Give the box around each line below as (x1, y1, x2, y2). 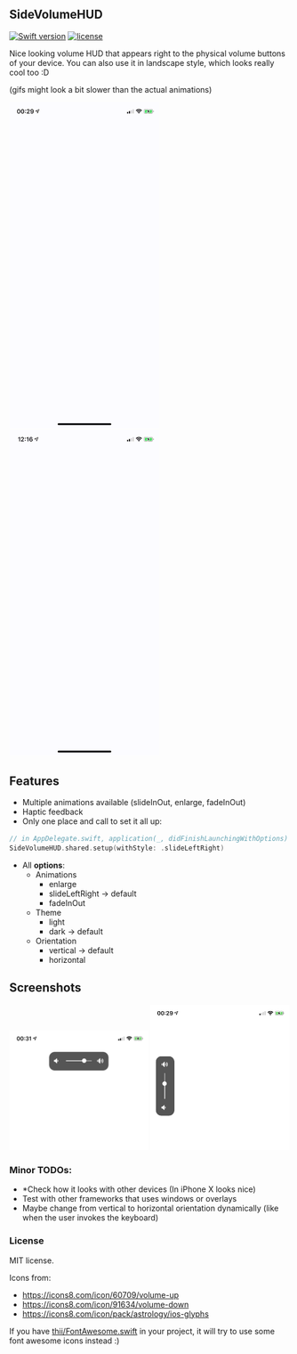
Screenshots (9, 980, 82, 996)
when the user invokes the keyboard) (21, 1212, 159, 1223)
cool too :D (9, 67, 50, 77)
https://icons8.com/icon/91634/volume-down (21, 1299, 189, 1309)
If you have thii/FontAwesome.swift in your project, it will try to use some (9, 1325, 276, 1336)
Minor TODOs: (9, 1163, 73, 1176)
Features (9, 773, 60, 788)
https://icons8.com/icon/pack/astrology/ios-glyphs (21, 1309, 209, 1319)
